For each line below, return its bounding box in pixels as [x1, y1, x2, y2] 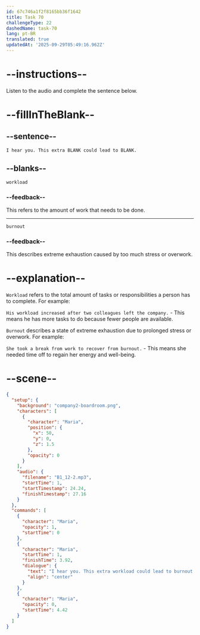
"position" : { [27, 425, 62, 431]
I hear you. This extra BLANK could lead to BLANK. [6, 147, 137, 153]
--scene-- [6, 372, 57, 385]
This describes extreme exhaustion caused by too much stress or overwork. [6, 251, 193, 258]
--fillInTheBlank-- [6, 108, 95, 121]
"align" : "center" [27, 574, 73, 580]
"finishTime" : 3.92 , [21, 557, 73, 564]
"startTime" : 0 [21, 530, 60, 536]
